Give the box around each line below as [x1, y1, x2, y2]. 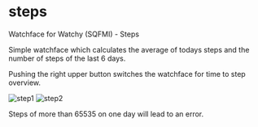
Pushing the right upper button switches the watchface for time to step [8, 69, 246, 78]
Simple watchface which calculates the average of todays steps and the [8, 44, 250, 54]
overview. [8, 78, 41, 87]
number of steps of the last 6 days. [8, 53, 126, 63]
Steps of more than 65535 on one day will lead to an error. [8, 108, 204, 119]
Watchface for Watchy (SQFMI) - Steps [8, 29, 140, 39]
